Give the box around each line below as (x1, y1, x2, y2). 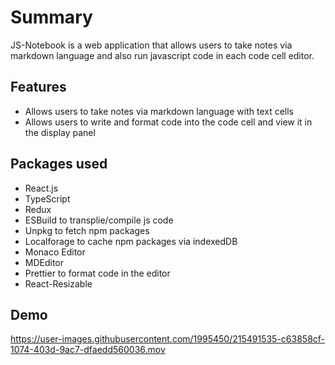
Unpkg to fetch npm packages (24, 224, 150, 236)
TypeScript (24, 192, 71, 205)
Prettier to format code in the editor (24, 267, 171, 279)
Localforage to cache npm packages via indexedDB (24, 235, 238, 247)
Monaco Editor (24, 246, 86, 258)
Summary (10, 6, 93, 29)
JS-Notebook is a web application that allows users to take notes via (10, 39, 293, 51)
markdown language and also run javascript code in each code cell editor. (10, 49, 315, 61)
